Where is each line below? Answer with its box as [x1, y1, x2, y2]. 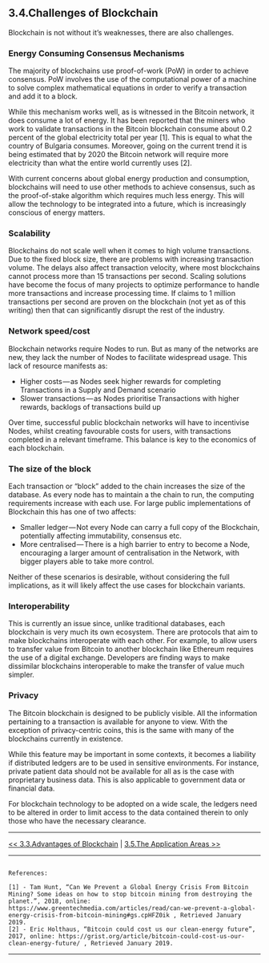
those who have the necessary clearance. [8, 815, 147, 825]
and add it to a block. [8, 91, 78, 101]
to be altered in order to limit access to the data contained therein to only [8, 807, 249, 817]
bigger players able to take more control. [19, 556, 155, 566]
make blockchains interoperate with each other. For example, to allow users [8, 636, 258, 645]
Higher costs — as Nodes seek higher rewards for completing [19, 376, 222, 386]
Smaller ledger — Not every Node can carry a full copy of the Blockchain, [19, 523, 260, 532]
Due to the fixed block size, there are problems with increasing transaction [8, 254, 255, 264]
